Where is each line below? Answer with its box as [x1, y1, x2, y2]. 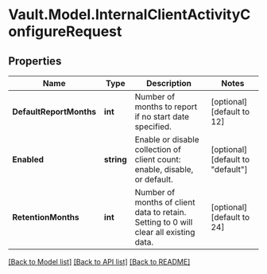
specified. [134, 121, 172, 132]
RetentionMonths [12, 212, 79, 222]
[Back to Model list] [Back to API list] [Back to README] [8, 257, 191, 266]
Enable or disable [134, 134, 200, 145]
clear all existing [134, 227, 195, 237]
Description [146, 78, 192, 88]
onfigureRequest [8, 22, 122, 41]
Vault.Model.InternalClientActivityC [8, 6, 251, 24]
